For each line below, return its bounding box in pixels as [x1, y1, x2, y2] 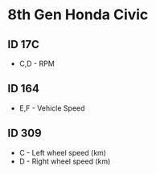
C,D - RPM [18, 59, 55, 68]
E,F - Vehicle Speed [18, 103, 85, 113]
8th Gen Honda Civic [7, 6, 149, 24]
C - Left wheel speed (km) [18, 148, 106, 157]
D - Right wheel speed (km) [18, 156, 111, 166]
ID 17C [7, 38, 39, 51]
